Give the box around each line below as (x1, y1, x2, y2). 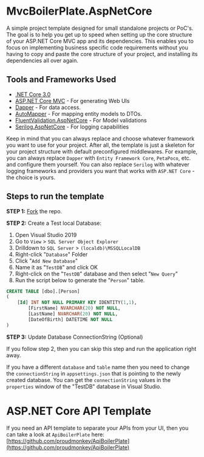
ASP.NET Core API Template (6, 404, 152, 418)
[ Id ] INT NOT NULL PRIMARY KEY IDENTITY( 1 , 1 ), (17, 300, 137, 306)
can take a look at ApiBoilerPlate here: (6, 431, 105, 438)
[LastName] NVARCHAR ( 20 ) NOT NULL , (28, 311, 118, 317)
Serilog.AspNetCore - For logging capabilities (15, 123, 129, 130)
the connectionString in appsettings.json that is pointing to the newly (6, 370, 181, 377)
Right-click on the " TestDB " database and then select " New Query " (15, 270, 178, 277)
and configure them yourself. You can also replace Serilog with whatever (6, 160, 189, 168)
